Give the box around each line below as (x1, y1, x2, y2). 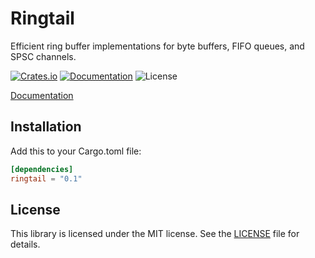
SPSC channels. (10, 50, 77, 62)
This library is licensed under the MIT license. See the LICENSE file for (10, 228, 300, 240)
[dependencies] (10, 164, 74, 174)
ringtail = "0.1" (10, 173, 83, 184)
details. (10, 238, 41, 251)
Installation (10, 118, 82, 136)
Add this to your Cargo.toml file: (10, 145, 142, 157)
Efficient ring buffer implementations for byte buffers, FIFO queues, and (10, 40, 305, 52)
